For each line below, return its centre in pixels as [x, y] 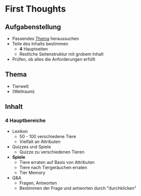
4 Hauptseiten [34, 49]
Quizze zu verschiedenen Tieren [52, 152]
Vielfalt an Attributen [40, 142]
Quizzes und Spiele [31, 146]
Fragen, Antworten [38, 183]
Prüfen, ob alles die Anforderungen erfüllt [54, 59]
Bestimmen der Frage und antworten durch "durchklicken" [78, 188]
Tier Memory [32, 172]
